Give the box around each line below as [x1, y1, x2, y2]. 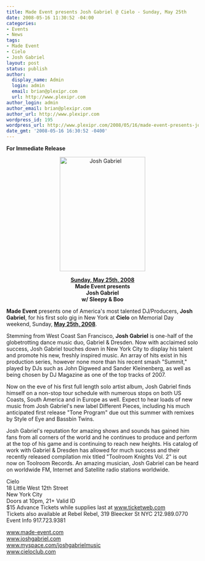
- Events [6, 26, 29, 32]
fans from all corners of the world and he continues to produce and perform [6, 434, 197, 441]
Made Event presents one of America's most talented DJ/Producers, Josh [6, 307, 193, 315]
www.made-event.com [6, 529, 64, 535]
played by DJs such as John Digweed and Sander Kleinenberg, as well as [6, 365, 191, 372]
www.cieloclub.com [6, 548, 56, 555]
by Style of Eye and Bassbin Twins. [6, 415, 95, 423]
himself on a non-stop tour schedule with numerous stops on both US [6, 390, 182, 396]
